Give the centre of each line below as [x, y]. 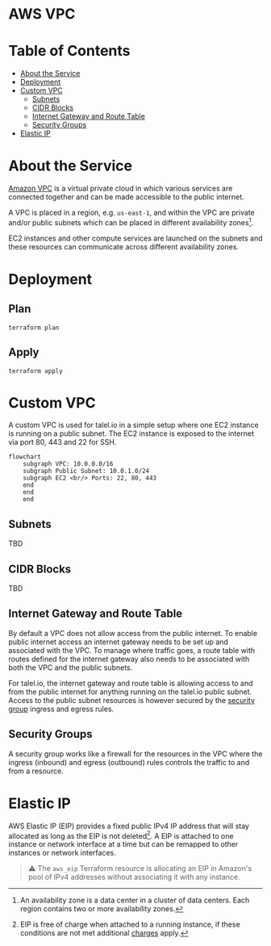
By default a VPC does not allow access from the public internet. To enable [133, 633]
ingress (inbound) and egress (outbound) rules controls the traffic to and [129, 762]
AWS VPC [42, 14]
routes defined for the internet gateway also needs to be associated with [129, 659]
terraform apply [35, 371]
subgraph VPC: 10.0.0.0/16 [68, 464]
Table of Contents [69, 51]
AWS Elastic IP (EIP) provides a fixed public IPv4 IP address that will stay [129, 826]
